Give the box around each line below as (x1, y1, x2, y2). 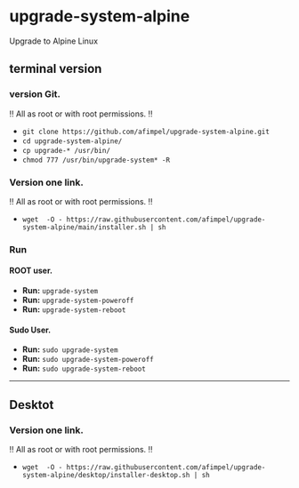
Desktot (9, 397, 54, 412)
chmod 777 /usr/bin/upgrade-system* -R (21, 156, 171, 164)
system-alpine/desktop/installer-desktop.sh (21, 470, 190, 479)
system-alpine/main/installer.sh (21, 222, 147, 232)
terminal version (9, 61, 102, 76)
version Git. (9, 88, 61, 100)
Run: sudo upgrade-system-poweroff (21, 354, 154, 364)
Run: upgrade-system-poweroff (21, 295, 134, 306)
